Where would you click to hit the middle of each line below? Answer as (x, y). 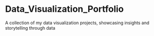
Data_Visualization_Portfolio (64, 9)
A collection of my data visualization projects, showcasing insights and (77, 23)
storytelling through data (30, 28)
